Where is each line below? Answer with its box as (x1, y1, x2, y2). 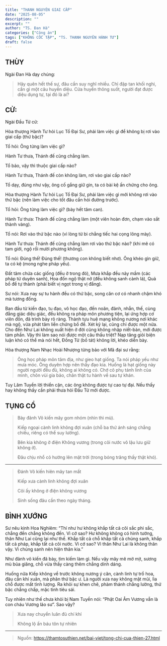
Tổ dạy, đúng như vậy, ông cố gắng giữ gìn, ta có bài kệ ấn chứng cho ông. (5, 182, 159, 188)
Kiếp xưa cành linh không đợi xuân (17, 478, 88, 484)
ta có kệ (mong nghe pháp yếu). (5, 261, 71, 267)
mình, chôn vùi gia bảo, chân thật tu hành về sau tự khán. (17, 372, 135, 378)
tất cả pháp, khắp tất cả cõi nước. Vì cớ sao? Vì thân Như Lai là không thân (5, 541, 158, 547)
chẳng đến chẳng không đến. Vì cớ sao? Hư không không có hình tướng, (5, 530, 154, 536)
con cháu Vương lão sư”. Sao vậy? (5, 602, 76, 607)
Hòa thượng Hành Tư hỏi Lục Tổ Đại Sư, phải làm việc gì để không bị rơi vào (5, 129, 160, 135)
